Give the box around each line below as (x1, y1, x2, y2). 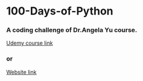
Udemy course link (6, 39, 53, 47)
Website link (6, 68, 37, 76)
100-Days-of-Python (6, 4, 113, 18)
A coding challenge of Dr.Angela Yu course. (6, 26, 138, 34)
